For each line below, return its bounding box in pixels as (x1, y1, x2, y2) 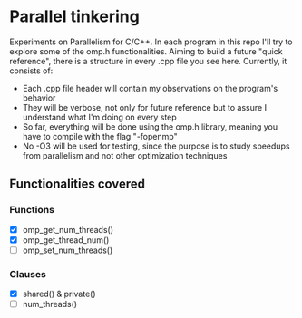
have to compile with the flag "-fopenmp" (22, 130, 179, 141)
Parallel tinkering (9, 6, 141, 27)
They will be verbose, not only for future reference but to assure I (22, 101, 268, 112)
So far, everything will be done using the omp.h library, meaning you (22, 120, 278, 132)
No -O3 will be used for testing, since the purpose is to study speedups (22, 140, 290, 151)
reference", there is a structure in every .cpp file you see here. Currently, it (9, 55, 287, 66)
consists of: (9, 65, 54, 76)
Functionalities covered (9, 177, 146, 192)
